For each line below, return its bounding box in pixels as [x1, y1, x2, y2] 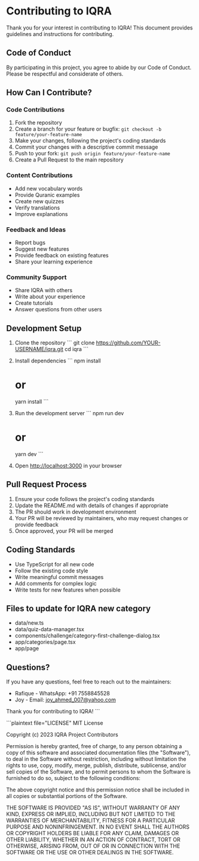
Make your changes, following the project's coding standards [14, 137, 166, 145]
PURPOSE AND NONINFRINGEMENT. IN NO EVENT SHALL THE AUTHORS [6, 823, 190, 830]
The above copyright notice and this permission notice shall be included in [6, 786, 189, 793]
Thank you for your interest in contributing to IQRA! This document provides [6, 24, 193, 31]
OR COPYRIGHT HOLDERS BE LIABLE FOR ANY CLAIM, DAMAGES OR [6, 830, 179, 837]
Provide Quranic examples [14, 191, 80, 199]
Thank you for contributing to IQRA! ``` [6, 708, 100, 715]
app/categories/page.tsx [14, 638, 76, 646]
